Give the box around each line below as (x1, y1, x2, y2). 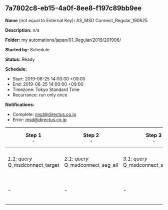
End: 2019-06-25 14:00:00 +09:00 (12, 81, 84, 87)
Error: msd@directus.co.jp (12, 117, 66, 123)
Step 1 (25, 132, 41, 139)
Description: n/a (5, 27, 39, 33)
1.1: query (7, 155, 32, 162)
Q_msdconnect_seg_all (64, 161, 118, 168)
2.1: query (64, 155, 89, 162)
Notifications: (5, 101, 34, 108)
